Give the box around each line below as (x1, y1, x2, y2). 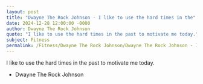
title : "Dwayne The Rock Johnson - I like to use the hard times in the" (6, 15, 196, 21)
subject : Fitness (6, 37, 50, 43)
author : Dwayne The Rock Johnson (6, 25, 91, 32)
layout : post (6, 8, 39, 15)
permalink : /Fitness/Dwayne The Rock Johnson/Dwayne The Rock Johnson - (6, 43, 193, 49)
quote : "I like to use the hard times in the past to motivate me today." (6, 31, 199, 37)
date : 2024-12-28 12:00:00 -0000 (6, 20, 91, 26)
